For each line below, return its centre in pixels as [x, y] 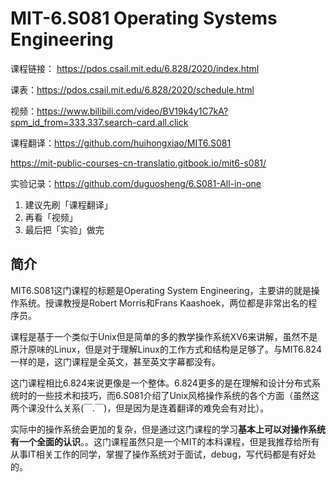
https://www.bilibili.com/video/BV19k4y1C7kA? [132, 111]
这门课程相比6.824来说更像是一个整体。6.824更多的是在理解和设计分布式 [161, 383]
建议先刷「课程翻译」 [68, 204]
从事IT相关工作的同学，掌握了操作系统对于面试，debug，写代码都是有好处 [163, 454]
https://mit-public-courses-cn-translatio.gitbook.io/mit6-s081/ [138, 163]
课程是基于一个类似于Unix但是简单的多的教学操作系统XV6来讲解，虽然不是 [164, 336]
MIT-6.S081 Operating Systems [144, 18]
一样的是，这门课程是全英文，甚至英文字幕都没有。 [115, 361]
